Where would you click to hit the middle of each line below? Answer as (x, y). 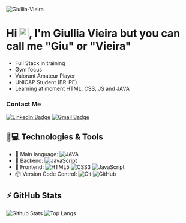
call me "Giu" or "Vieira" (69, 47)
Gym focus (28, 69)
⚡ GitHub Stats (34, 196)
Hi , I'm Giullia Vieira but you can (93, 34)
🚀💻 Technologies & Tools (55, 137)
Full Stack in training (40, 63)
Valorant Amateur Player (45, 76)
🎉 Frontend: (29, 167)
